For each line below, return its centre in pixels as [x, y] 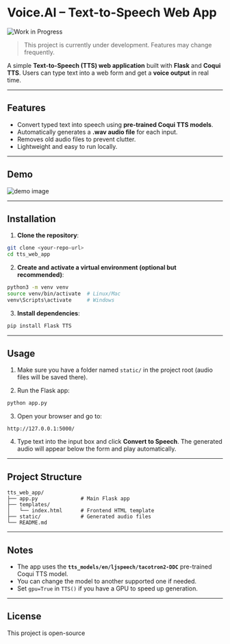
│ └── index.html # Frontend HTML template [81, 511]
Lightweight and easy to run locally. [67, 146]
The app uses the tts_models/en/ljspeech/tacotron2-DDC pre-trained [114, 567]
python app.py [27, 403]
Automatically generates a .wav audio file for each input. [97, 132]
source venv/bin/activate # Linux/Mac [64, 294]
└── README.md [27, 523]
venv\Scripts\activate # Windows [61, 300]
